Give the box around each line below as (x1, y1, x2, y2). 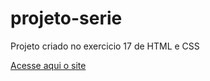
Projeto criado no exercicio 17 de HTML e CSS (10, 40, 200, 52)
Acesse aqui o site (10, 59, 87, 71)
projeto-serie (10, 7, 123, 30)
